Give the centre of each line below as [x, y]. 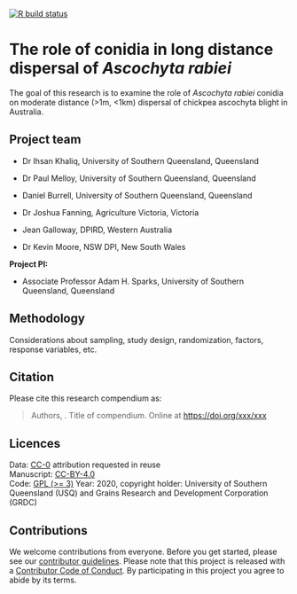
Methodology [47, 319]
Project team [45, 140]
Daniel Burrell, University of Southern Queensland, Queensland [137, 195]
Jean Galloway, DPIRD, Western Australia [97, 230]
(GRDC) [23, 503]
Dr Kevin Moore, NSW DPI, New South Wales [104, 246]
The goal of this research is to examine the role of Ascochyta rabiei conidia [146, 92]
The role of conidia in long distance [141, 50]
